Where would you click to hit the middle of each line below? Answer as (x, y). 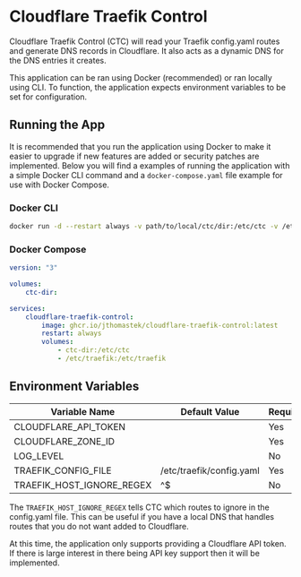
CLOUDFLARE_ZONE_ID (64, 441)
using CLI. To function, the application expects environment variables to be (148, 87)
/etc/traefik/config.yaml (210, 470)
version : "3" (34, 268)
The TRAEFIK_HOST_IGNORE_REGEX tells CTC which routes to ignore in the (140, 507)
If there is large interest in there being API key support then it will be (134, 553)
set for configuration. (48, 97)
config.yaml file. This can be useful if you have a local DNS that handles (142, 516)
